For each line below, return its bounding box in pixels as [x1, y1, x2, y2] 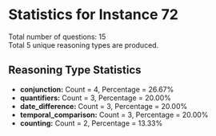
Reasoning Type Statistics [8, 64, 142, 77]
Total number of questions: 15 [8, 32, 106, 41]
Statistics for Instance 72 [8, 6, 178, 24]
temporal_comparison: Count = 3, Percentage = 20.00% [19, 110, 209, 119]
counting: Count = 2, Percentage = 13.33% [19, 118, 163, 128]
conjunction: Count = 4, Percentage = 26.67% [19, 84, 174, 94]
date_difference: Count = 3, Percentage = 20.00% [19, 101, 188, 111]
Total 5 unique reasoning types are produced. [8, 40, 159, 49]
